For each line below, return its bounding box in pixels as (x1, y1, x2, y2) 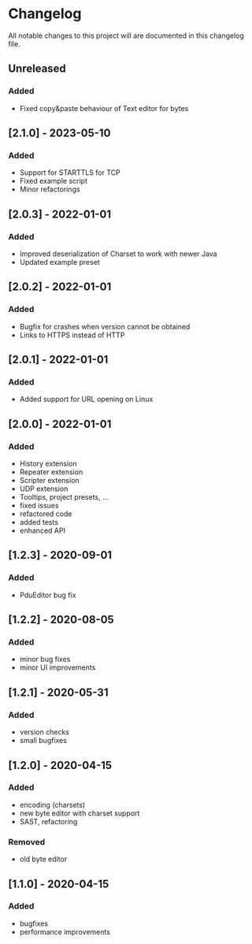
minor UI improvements (19, 663, 96, 672)
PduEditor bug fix (19, 590, 76, 600)
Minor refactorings (19, 184, 80, 194)
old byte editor (19, 854, 68, 864)
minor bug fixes (19, 655, 71, 664)
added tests (19, 518, 59, 527)
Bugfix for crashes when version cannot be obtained (19, 321, 191, 331)
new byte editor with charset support (19, 808, 140, 818)
